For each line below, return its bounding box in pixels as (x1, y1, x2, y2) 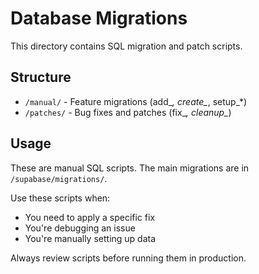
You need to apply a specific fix (24, 211, 156, 223)
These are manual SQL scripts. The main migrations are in (10, 162, 250, 174)
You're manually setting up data (24, 232, 157, 244)
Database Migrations (10, 7, 188, 30)
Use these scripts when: (10, 192, 111, 204)
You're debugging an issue (24, 222, 136, 234)
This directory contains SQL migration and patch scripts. (10, 40, 243, 52)
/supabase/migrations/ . (10, 172, 108, 184)
